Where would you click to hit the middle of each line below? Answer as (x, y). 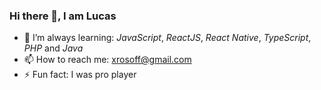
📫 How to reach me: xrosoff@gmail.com (107, 60)
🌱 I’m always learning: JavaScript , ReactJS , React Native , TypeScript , (167, 38)
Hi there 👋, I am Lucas (63, 16)
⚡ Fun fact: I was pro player (80, 75)
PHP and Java (53, 48)
